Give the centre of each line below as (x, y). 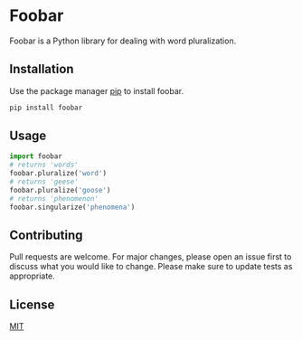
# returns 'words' (44, 165)
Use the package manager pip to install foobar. (96, 90)
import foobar (36, 156)
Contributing (46, 235)
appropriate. (33, 276)
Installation (42, 69)
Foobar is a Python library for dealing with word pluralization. (123, 41)
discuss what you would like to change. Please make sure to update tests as (151, 267)
